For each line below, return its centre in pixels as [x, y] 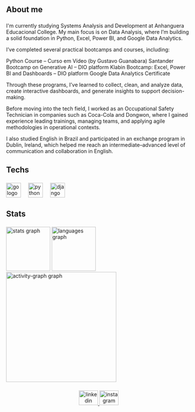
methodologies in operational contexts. [53, 127]
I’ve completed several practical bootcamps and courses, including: [88, 50]
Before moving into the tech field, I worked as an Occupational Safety [90, 109]
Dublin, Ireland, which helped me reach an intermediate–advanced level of [96, 145]
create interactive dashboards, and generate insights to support [83, 91]
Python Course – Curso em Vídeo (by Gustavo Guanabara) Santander [90, 61]
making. [16, 97]
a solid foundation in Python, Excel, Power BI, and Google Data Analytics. [95, 38]
